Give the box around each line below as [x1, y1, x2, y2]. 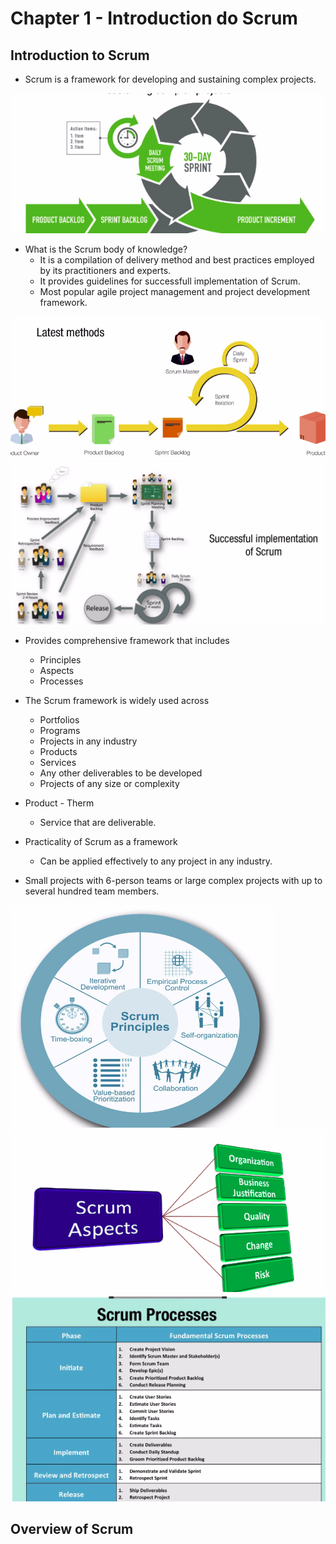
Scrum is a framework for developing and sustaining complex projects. [24, 73, 317, 85]
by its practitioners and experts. [39, 264, 172, 276]
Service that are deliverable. [39, 816, 157, 828]
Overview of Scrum [10, 1521, 134, 1538]
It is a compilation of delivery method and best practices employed [39, 253, 315, 266]
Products [39, 745, 78, 757]
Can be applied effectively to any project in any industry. [39, 855, 273, 867]
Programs [39, 724, 81, 736]
